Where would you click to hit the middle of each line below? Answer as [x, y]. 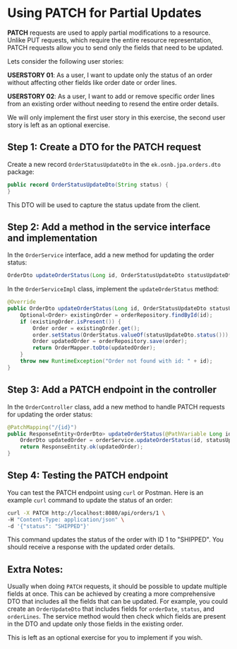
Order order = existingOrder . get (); [86, 328]
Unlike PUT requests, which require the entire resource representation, [110, 40]
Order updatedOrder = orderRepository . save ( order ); [110, 341]
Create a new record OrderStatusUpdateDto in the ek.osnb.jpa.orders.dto [114, 164]
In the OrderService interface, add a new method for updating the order [111, 255]
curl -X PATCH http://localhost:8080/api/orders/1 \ [86, 513]
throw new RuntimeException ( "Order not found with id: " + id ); [116, 361]
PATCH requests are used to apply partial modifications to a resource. [109, 33]
